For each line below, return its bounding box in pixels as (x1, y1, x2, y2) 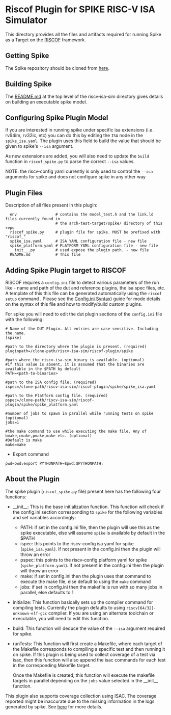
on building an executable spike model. (5, 98, 88, 105)
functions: (5, 493, 26, 500)
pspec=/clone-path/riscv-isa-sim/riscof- (5, 398, 95, 403)
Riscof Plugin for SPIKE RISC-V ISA (5, 4, 155, 15)
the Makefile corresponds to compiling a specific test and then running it (12, 646, 165, 652)
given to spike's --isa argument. (5, 143, 74, 149)
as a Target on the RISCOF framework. (5, 37, 86, 43)
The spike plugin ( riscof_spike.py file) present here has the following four (5, 488, 161, 494)
